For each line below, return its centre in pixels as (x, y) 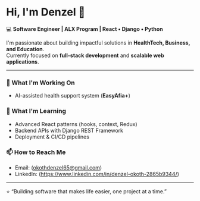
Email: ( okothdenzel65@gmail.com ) (58, 167)
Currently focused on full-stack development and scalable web (85, 55)
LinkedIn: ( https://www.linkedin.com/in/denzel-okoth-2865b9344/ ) (97, 174)
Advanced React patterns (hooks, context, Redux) (76, 124)
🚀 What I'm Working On (41, 83)
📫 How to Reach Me (36, 152)
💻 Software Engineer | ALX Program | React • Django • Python (85, 29)
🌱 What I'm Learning (36, 111)
